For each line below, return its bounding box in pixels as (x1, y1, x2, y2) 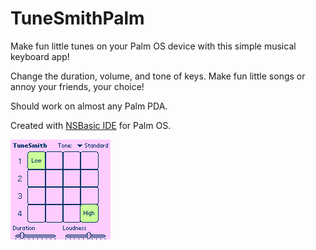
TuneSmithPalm (10, 7, 145, 30)
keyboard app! (10, 50, 70, 62)
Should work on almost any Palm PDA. (10, 100, 168, 112)
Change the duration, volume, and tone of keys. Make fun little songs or (10, 70, 306, 82)
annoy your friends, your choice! (10, 80, 145, 92)
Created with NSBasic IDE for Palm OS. (10, 119, 172, 131)
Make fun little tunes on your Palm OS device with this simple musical (10, 40, 297, 52)
